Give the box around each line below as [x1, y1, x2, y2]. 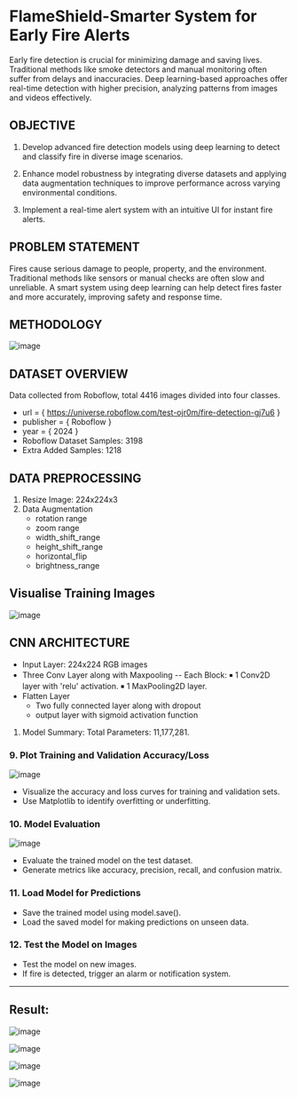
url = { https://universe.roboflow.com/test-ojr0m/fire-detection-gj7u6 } [21, 407, 281, 418]
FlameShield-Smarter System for [9, 6, 257, 27]
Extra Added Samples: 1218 [21, 445, 122, 456]
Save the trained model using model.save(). [21, 907, 182, 918]
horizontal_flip [35, 551, 88, 561]
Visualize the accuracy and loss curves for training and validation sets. [21, 786, 280, 797]
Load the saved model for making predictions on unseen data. [21, 917, 249, 927]
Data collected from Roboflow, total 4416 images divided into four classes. [9, 390, 281, 401]
